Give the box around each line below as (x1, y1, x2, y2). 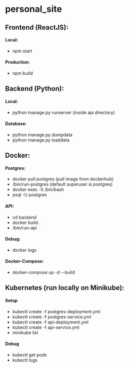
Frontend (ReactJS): (5, 23, 69, 32)
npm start (12, 48, 32, 54)
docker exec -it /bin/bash (12, 186, 64, 192)
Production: (5, 59, 30, 65)
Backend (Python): (5, 85, 64, 93)
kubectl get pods (12, 352, 47, 358)
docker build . (12, 219, 41, 226)
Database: (5, 121, 27, 127)
